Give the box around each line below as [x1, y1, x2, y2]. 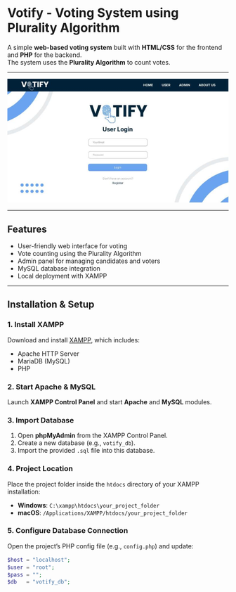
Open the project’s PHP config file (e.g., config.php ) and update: [7, 541, 194, 550]
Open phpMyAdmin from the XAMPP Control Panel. [17, 431, 169, 440]
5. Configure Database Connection [7, 526, 129, 536]
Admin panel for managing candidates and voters [17, 257, 161, 265]
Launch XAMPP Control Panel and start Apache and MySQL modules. [7, 397, 212, 406]
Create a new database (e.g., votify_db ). [17, 439, 136, 447]
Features [7, 223, 47, 235]
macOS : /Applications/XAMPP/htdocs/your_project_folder [17, 508, 188, 517]
